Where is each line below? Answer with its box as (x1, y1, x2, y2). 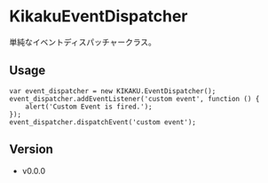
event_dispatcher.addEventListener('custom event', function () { (9, 94, 260, 103)
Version (9, 142, 53, 157)
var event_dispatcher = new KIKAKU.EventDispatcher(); (9, 86, 217, 95)
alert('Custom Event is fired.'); (25, 102, 153, 111)
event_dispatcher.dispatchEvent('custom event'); (9, 117, 197, 126)
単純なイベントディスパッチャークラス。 (9, 36, 157, 47)
